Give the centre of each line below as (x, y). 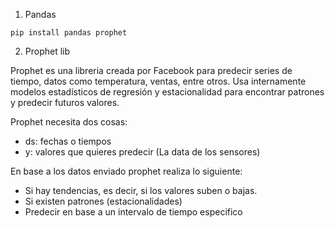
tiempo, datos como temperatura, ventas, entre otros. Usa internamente (158, 81)
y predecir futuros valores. (65, 102)
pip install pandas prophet (69, 33)
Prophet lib (47, 51)
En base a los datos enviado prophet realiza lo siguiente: (126, 171)
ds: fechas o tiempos (68, 141)
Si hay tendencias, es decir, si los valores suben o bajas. (141, 190)
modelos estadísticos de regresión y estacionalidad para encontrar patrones (167, 92)
